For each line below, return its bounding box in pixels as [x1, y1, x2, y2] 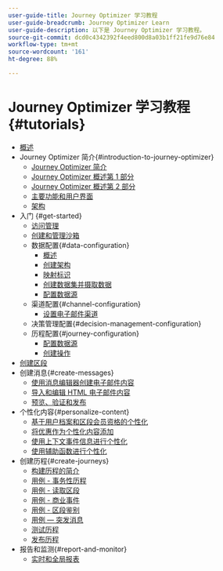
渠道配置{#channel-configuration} [31, 299, 141, 308]
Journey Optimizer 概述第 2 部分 [31, 181, 135, 191]
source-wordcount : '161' [8, 48, 89, 56]
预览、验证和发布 [31, 397, 87, 406]
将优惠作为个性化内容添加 [31, 427, 114, 436]
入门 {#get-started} [19, 211, 82, 220]
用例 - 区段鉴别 [31, 505, 80, 515]
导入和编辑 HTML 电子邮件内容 [31, 387, 131, 397]
